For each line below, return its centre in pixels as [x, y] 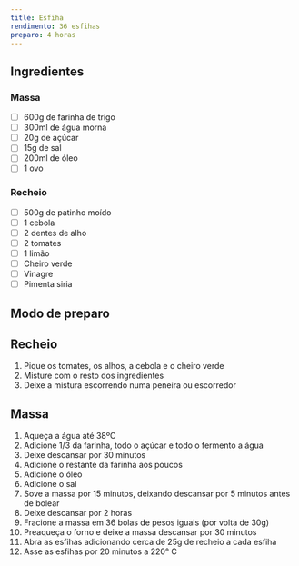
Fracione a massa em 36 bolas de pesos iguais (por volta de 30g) [146, 522]
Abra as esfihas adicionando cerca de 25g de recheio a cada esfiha [150, 542]
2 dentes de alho [55, 233]
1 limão [36, 253]
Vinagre [38, 274]
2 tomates [42, 243]
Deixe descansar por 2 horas [78, 513]
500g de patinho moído [67, 212]
